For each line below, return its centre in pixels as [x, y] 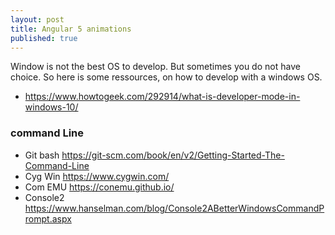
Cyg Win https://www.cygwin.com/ [97, 176]
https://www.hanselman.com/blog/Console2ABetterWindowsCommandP [174, 208]
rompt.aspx [48, 218]
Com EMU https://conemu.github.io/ [99, 187]
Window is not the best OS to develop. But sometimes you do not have [155, 67]
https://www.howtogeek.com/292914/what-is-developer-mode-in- [162, 97]
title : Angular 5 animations [71, 29]
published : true [44, 38]
